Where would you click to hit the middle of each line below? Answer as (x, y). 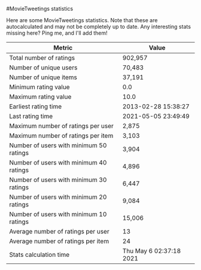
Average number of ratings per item (59, 241)
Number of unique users (43, 67)
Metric (63, 48)
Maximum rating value (40, 97)
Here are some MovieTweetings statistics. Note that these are (82, 20)
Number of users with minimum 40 (58, 163)
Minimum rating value (39, 87)
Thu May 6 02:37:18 (152, 251)
